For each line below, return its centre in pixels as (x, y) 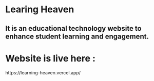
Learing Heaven (40, 9)
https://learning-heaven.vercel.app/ (43, 72)
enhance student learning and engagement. (77, 36)
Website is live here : (51, 58)
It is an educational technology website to (74, 28)
